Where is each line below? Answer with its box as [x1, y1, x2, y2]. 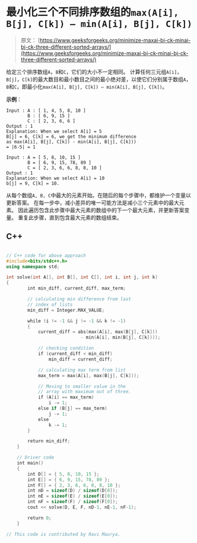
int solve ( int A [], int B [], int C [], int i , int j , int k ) [6, 274, 158, 280]
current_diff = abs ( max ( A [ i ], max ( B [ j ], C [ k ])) [37, 329, 158, 335]
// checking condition [37, 346, 94, 351]
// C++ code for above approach [6, 252, 86, 259]
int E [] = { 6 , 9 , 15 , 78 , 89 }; [27, 476, 110, 482]
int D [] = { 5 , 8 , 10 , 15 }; [27, 471, 100, 477]
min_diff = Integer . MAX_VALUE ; [27, 307, 105, 313]
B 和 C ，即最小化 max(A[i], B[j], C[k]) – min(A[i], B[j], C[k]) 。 [6, 83, 168, 90]
